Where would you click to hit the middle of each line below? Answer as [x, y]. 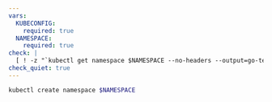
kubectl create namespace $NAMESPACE [72, 90]
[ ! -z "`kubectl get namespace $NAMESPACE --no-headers [114, 61]
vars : [17, 16]
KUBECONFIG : [36, 23]
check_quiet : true [39, 68]
